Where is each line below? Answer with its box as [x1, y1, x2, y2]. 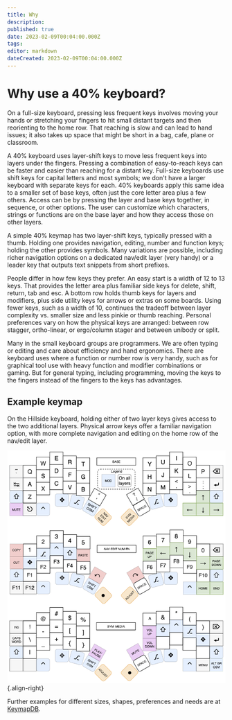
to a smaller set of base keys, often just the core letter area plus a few [7, 188, 206, 197]
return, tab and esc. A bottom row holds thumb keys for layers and [7, 288, 197, 297]
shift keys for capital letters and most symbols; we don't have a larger [7, 173, 206, 182]
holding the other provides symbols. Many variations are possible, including [7, 246, 223, 254]
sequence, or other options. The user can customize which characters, [7, 203, 210, 211]
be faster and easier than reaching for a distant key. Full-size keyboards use [7, 166, 224, 175]
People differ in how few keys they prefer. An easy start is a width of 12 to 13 [7, 274, 225, 282]
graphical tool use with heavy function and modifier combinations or [7, 361, 202, 369]
